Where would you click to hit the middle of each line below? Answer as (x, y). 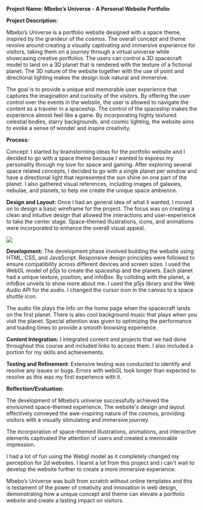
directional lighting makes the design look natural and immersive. (87, 78)
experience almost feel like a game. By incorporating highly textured (92, 115)
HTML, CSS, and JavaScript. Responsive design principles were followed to (101, 257)
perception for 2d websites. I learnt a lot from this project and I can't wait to (101, 463)
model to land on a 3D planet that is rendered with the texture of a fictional (99, 64)
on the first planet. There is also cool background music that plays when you (102, 315)
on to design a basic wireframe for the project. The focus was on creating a (101, 208)
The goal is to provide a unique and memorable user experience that (92, 89)
